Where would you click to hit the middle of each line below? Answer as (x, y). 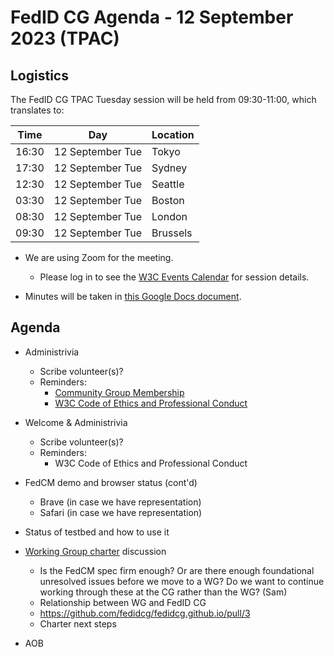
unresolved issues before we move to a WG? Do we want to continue (182, 581)
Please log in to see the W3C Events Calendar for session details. (174, 277)
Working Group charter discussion (95, 551)
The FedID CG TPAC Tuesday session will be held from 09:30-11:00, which (163, 99)
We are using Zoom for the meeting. (99, 257)
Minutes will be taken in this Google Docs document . (133, 296)
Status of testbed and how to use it (97, 532)
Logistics (39, 75)
